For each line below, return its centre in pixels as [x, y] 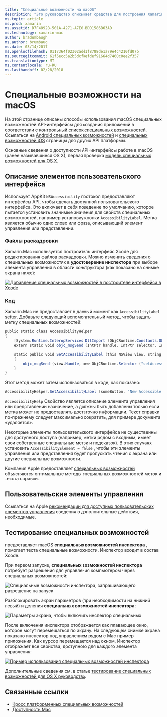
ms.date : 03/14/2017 [27, 47]
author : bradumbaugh [27, 38]
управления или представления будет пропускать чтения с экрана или [81, 453]
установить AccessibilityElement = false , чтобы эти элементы [73, 448]
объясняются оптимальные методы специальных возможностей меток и [83, 474]
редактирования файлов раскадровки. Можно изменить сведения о [78, 257]
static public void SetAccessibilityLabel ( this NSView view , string [88, 354]
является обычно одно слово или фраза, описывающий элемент [74, 223]
